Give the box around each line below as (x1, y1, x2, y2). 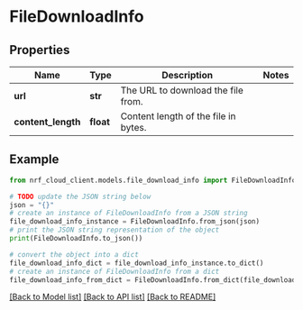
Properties (9, 42, 70, 58)
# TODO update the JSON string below (9, 192, 151, 201)
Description (161, 69, 214, 81)
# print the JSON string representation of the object (9, 225, 220, 235)
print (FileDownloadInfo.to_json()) (9, 234, 143, 243)
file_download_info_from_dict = (9, 275, 131, 285)
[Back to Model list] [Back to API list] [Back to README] (9, 291, 216, 303)
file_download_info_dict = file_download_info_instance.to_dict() (9, 259, 264, 268)
